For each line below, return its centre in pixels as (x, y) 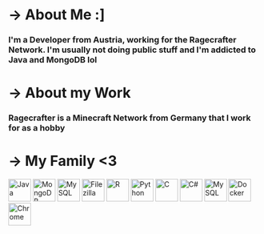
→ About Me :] (57, 15)
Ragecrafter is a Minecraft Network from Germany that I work (130, 118)
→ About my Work (70, 93)
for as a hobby (37, 128)
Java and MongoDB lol (53, 60)
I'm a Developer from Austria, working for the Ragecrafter (122, 40)
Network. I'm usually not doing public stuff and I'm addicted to (132, 50)
